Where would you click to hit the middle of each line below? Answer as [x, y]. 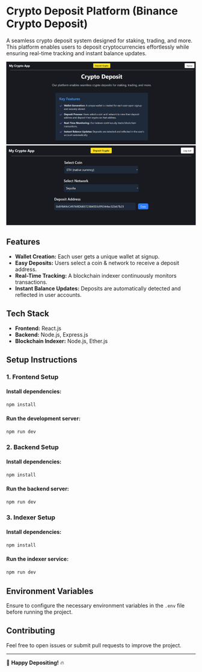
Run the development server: [44, 418]
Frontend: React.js [38, 328]
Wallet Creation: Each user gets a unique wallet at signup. [87, 256]
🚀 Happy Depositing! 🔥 [35, 662]
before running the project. [40, 612]
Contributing [31, 631]
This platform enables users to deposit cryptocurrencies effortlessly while [98, 47]
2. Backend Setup [32, 447]
